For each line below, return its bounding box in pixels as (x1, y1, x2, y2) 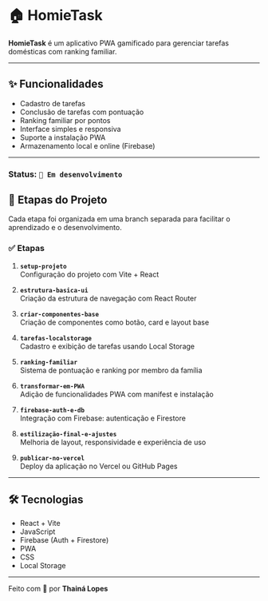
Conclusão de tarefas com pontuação (19, 107, 144, 117)
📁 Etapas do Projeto (8, 193, 108, 207)
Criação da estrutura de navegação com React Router (19, 293, 197, 303)
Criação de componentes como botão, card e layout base (19, 317, 210, 327)
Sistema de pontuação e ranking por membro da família (19, 365, 203, 375)
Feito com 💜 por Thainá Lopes (8, 583, 108, 593)
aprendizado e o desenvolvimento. (8, 223, 122, 233)
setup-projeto (19, 262, 67, 270)
